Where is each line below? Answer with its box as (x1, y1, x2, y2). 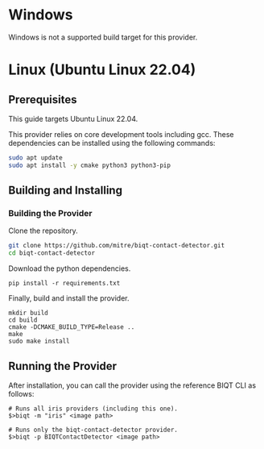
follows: (8, 389, 35, 398)
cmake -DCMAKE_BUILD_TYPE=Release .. (8, 323, 135, 331)
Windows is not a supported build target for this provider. (8, 32, 198, 42)
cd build (8, 316, 38, 324)
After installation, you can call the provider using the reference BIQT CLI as (8, 380, 256, 390)
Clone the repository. (8, 226, 78, 235)
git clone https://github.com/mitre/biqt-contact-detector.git (8, 242, 225, 250)
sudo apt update (8, 153, 63, 162)
